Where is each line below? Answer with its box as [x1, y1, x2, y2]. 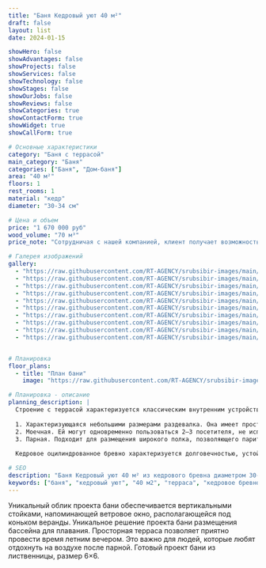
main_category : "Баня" [8, 157, 83, 166]
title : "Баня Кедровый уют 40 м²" [8, 11, 123, 20]
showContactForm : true [8, 114, 83, 123]
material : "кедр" [8, 195, 66, 203]
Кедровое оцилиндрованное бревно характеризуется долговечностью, [15, 450, 239, 458]
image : [22, 377, 44, 384]
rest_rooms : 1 [8, 187, 55, 195]
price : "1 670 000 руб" [8, 223, 87, 232]
